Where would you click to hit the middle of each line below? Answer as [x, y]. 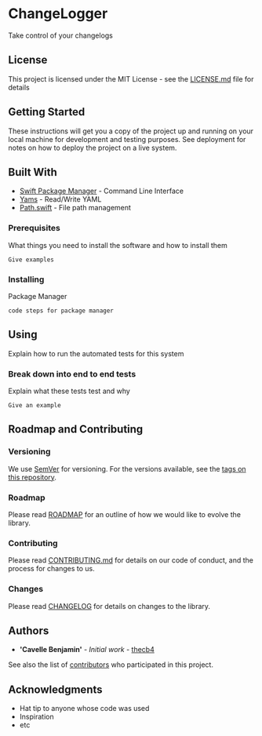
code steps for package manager [61, 311]
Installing [26, 279]
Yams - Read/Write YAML [60, 199]
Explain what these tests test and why [69, 391]
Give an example [35, 406]
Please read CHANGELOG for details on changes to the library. [109, 606]
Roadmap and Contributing [76, 430]
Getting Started [47, 112]
